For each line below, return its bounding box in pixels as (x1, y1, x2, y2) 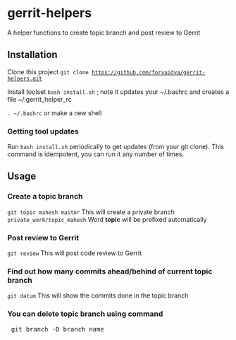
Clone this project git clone (7, 67, 89, 76)
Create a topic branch (7, 192, 83, 201)
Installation (7, 49, 58, 61)
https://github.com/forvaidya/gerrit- (91, 69, 206, 76)
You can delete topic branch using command (7, 309, 163, 319)
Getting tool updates (7, 126, 79, 136)
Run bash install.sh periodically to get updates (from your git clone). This (7, 143, 224, 151)
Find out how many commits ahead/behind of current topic (7, 266, 213, 276)
